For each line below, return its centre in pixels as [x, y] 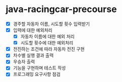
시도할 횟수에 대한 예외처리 [47, 43]
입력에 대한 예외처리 [33, 30]
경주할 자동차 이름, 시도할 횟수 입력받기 [51, 24]
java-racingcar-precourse [62, 9]
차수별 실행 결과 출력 [33, 55]
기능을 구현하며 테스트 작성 [39, 68]
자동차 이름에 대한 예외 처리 [47, 37]
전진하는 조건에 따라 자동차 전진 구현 [49, 49]
